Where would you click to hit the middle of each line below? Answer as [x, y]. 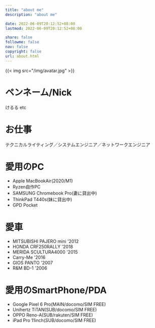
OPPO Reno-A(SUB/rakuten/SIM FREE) [53, 315]
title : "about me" [24, 10]
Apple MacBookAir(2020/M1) [43, 181]
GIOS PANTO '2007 [33, 263]
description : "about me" [31, 15]
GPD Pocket [25, 205]
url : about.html [22, 56]
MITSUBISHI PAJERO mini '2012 [46, 241]
